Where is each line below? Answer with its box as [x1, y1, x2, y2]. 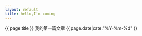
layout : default [5, 7, 38, 12]
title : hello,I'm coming [5, 12, 56, 16]
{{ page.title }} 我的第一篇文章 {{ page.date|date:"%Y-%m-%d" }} [5, 25, 138, 31]
